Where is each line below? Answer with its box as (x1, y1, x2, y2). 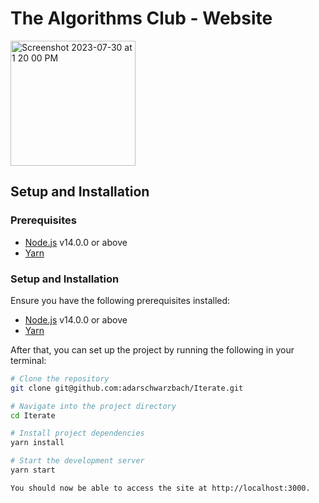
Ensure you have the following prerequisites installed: (10, 294, 231, 306)
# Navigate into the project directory (10, 401, 177, 411)
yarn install (10, 438, 65, 448)
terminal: (10, 354, 47, 366)
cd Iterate (10, 410, 56, 421)
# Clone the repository (10, 373, 110, 384)
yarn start (10, 465, 56, 476)
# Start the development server (10, 456, 145, 466)
